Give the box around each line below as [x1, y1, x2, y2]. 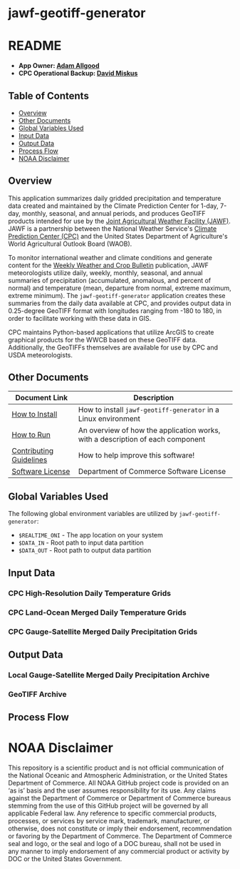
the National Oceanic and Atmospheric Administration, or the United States [8, 771, 228, 780]
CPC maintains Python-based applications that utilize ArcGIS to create [8, 327, 214, 337]
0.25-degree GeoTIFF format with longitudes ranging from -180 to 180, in [8, 306, 222, 315]
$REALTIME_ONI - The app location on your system [18, 531, 163, 540]
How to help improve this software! [78, 450, 195, 460]
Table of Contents [8, 89, 90, 101]
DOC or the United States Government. [8, 855, 122, 863]
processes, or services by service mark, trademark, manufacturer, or [8, 817, 210, 825]
